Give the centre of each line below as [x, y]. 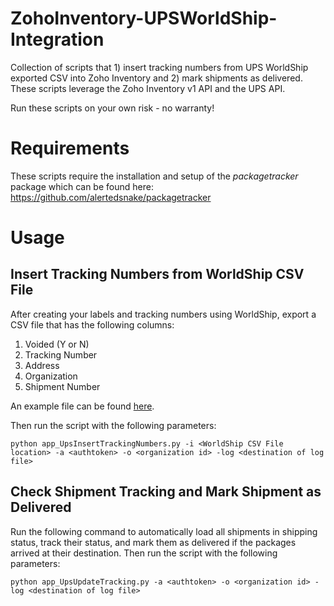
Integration [57, 39]
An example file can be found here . [82, 406]
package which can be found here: [82, 186]
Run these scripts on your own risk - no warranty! [112, 108]
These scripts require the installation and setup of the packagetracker [154, 176]
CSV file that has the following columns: [92, 324]
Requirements [70, 148]
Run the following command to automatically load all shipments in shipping [164, 531]
